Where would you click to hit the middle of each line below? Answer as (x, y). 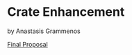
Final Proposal (28, 44)
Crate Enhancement (66, 12)
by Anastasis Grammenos (44, 31)
